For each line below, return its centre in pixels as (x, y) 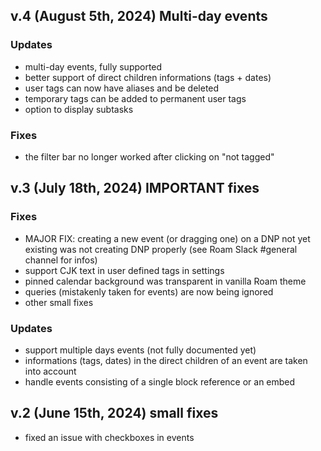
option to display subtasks (79, 109)
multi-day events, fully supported (93, 66)
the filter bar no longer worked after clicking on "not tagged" (149, 156)
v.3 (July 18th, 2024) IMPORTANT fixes (135, 188)
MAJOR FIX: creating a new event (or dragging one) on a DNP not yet (167, 238)
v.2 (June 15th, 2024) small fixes (114, 413)
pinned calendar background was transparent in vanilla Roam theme (165, 281)
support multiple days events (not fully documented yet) (140, 350)
